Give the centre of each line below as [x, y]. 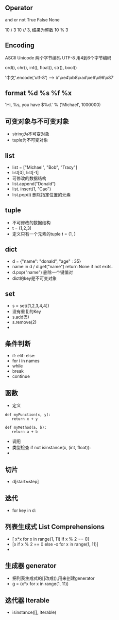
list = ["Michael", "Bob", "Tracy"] [45, 167]
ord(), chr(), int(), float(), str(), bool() [41, 67]
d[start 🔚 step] [25, 481]
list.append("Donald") [34, 184]
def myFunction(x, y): [28, 415]
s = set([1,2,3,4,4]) [31, 306]
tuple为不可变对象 [30, 140]
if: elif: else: [24, 356]
